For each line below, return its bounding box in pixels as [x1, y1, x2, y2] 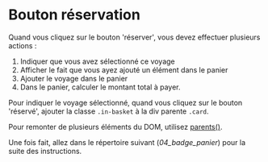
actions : [8, 40, 37, 50]
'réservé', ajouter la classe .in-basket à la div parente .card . [8, 106, 209, 116]
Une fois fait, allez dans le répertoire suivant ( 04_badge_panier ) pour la [8, 137, 246, 147]
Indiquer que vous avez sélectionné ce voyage [19, 56, 175, 66]
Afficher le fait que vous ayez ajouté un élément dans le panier [19, 64, 228, 74]
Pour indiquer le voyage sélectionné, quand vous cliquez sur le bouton [8, 98, 243, 107]
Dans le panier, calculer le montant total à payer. [19, 82, 181, 92]
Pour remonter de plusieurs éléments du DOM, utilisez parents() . [8, 122, 224, 131]
